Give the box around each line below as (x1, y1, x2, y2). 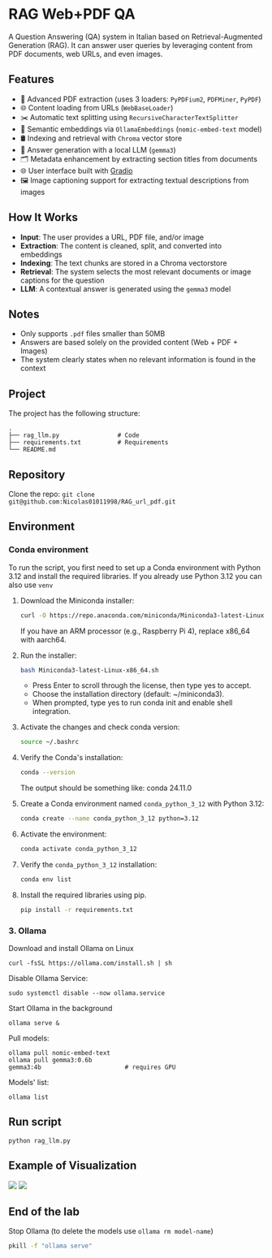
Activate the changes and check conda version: (19, 722, 180, 732)
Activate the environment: (19, 829, 107, 839)
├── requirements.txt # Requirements (8, 439, 169, 447)
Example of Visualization (8, 1159, 137, 1173)
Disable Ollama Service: (8, 973, 89, 983)
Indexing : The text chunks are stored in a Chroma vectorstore (19, 257, 227, 268)
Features (8, 72, 54, 86)
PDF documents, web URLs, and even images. (8, 49, 163, 58)
